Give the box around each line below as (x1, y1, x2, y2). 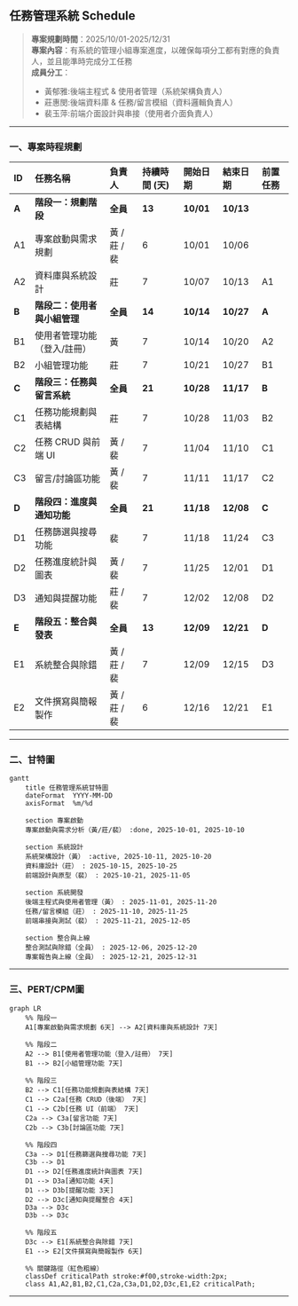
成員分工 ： (30, 67, 71, 77)
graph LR (9, 1003, 42, 1013)
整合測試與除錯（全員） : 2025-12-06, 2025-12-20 (25, 943, 198, 952)
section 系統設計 (25, 843, 84, 852)
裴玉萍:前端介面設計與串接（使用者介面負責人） (43, 107, 218, 118)
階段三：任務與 (35, 376, 98, 389)
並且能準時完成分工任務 (46, 56, 133, 67)
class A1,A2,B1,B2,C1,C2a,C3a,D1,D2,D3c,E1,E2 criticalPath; (25, 1279, 255, 1288)
